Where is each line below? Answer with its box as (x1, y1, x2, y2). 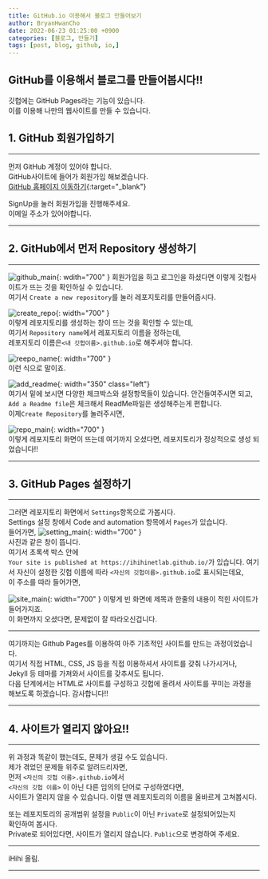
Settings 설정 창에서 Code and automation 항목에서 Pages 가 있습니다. (8, 517, 228, 527)
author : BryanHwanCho (8, 19, 81, 27)
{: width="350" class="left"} (57, 379, 150, 389)
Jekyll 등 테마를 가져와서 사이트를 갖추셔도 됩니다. (8, 669, 164, 678)
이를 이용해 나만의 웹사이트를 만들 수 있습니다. (8, 106, 152, 115)
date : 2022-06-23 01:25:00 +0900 (8, 26, 120, 34)
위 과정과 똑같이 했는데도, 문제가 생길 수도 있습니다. (8, 753, 167, 762)
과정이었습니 (214, 639, 253, 649)
